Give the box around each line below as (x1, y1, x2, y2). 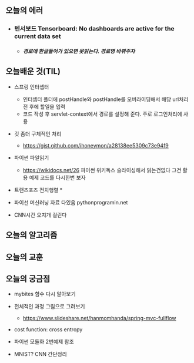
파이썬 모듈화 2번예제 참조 (14, 338, 74, 345)
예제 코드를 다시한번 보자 (29, 174, 86, 181)
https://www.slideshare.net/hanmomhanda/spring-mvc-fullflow (22, 315, 176, 322)
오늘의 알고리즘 (5, 230, 58, 240)
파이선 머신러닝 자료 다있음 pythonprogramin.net (14, 199, 128, 206)
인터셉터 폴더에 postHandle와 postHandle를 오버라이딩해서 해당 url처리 (22, 96, 189, 103)
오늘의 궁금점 (5, 274, 51, 284)
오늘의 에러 (5, 5, 44, 16)
